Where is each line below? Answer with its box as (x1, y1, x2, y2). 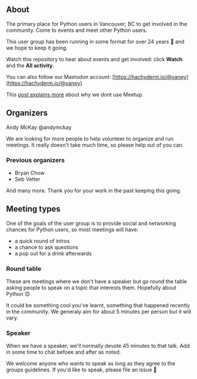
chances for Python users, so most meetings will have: (6, 226, 139, 233)
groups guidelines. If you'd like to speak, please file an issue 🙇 (6, 366, 157, 373)
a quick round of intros (14, 237, 70, 244)
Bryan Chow (14, 169, 45, 176)
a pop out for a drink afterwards (14, 250, 92, 257)
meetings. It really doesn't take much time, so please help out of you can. (6, 141, 184, 148)
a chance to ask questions (14, 244, 79, 251)
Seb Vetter (14, 175, 41, 182)
